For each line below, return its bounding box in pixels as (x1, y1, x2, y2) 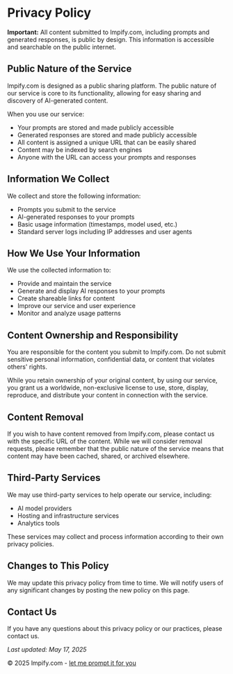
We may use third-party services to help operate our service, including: (7, 490, 212, 499)
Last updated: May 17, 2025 (7, 645, 87, 654)
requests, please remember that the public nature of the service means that (7, 445, 224, 452)
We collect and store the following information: (7, 192, 141, 200)
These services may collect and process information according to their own (7, 532, 224, 541)
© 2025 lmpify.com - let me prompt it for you (7, 659, 137, 667)
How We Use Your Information (7, 247, 140, 259)
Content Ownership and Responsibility (7, 329, 179, 341)
